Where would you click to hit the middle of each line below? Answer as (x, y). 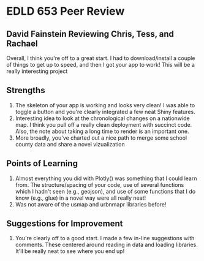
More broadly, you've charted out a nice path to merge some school (101, 138)
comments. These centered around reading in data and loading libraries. (106, 245)
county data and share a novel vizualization (70, 144)
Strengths (26, 90)
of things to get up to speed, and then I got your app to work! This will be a (100, 65)
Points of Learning (42, 164)
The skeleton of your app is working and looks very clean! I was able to (105, 105)
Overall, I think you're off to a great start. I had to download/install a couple (101, 58)
